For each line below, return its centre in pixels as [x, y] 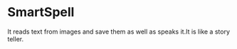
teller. [15, 38]
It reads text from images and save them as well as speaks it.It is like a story [118, 31]
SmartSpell [41, 12]
